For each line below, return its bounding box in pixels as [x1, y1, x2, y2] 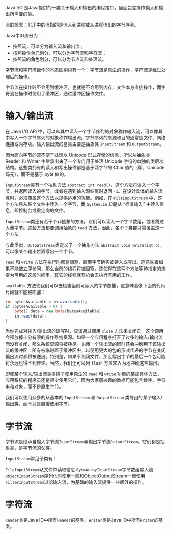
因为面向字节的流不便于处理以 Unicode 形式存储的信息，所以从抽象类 [5, 152, 151, 158]
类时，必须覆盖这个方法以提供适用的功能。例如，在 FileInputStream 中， [5, 195, 158, 201]
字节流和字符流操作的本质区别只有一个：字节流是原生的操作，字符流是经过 [5, 67, 161, 73]
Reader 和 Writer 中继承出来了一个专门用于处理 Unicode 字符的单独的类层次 [5, 158, 164, 164]
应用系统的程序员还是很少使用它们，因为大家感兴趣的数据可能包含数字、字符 [5, 377, 166, 383]
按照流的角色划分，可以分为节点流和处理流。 [12, 56, 107, 62]
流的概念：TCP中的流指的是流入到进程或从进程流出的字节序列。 [5, 22, 139, 28]
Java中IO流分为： [5, 33, 42, 38]
